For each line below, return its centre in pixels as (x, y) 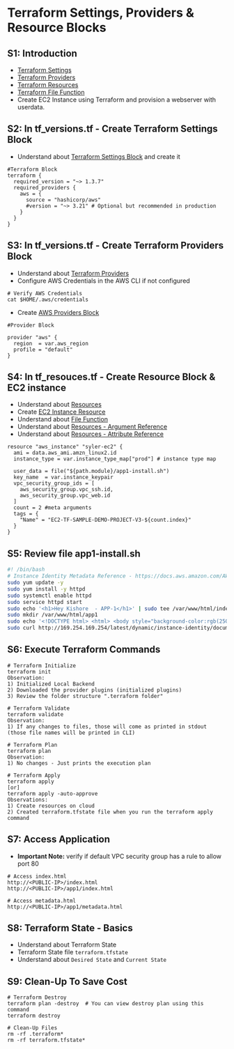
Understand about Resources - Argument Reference (92, 427)
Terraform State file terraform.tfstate (73, 952)
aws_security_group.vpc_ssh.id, (67, 490)
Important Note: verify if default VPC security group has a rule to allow (119, 856)
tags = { (26, 514)
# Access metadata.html (42, 901)
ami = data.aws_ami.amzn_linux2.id (65, 453)
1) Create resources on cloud (51, 806)
